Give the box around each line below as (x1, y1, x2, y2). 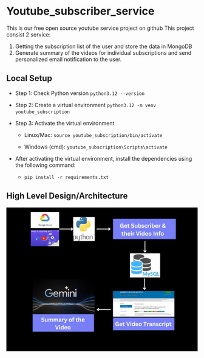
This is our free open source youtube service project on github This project (6, 24, 194, 32)
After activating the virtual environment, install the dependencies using (15, 155, 192, 162)
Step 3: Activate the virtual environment (15, 119, 115, 127)
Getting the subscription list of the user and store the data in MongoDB (15, 43, 192, 50)
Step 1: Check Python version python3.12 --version (15, 89, 144, 97)
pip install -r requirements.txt (24, 174, 109, 180)
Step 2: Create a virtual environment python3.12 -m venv (15, 101, 157, 108)
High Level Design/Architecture (6, 191, 128, 202)
